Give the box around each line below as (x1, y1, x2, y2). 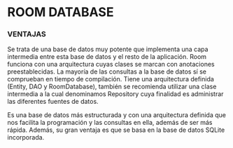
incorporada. (7, 133, 45, 142)
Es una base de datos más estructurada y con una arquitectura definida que (7, 111, 226, 119)
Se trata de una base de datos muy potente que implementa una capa (7, 45, 209, 53)
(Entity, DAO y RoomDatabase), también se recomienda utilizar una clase (7, 82, 217, 91)
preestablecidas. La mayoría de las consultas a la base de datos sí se (7, 67, 206, 76)
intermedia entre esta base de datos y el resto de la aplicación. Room (7, 53, 207, 61)
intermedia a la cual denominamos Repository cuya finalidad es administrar (7, 90, 224, 98)
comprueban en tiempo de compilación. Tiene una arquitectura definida (7, 75, 215, 83)
